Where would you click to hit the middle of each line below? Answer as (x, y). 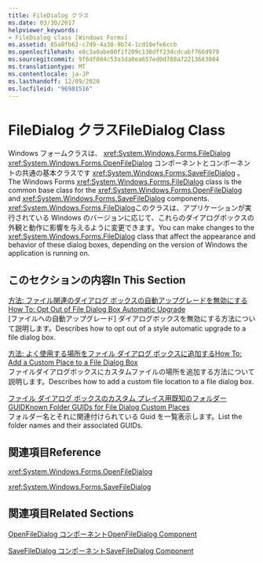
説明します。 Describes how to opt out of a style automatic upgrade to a (130, 328)
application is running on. (49, 254)
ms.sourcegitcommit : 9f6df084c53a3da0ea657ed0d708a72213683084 (114, 60)
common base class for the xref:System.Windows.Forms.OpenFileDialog (125, 191)
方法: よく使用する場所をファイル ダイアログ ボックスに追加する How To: (125, 354)
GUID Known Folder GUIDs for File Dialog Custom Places (99, 407)
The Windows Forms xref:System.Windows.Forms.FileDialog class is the (125, 182)
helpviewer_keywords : (44, 30)
